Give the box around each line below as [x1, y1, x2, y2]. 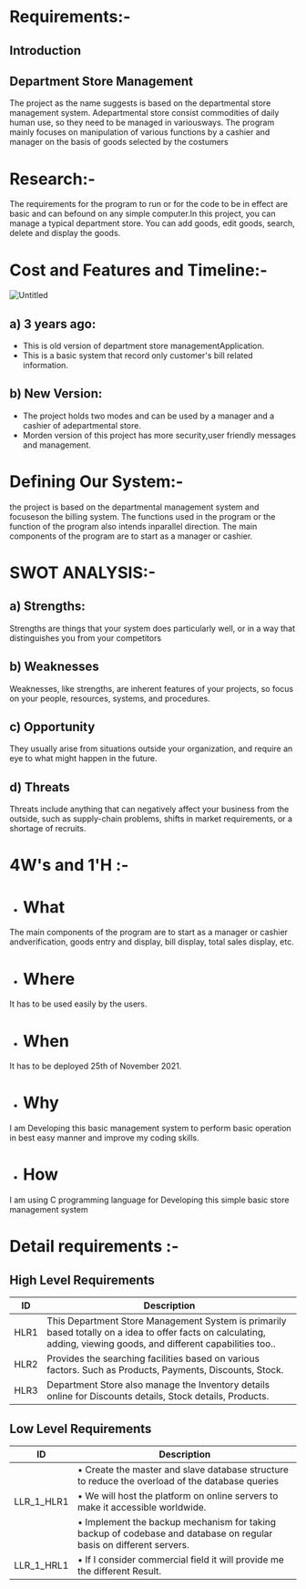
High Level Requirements [9, 1272, 155, 1287]
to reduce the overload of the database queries [76, 1474, 280, 1487]
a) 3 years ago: [9, 316, 97, 332]
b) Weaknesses [9, 659, 100, 675]
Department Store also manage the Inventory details [46, 1378, 270, 1391]
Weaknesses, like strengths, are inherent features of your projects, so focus [9, 683, 294, 694]
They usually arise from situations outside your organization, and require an [9, 743, 293, 754]
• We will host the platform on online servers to [76, 1489, 279, 1501]
